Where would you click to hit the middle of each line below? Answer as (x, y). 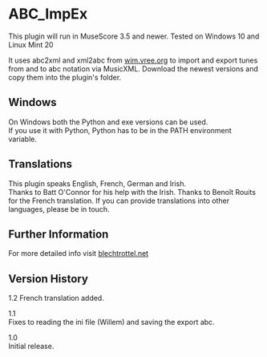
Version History (48, 279)
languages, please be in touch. (59, 209)
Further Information (59, 234)
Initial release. (31, 347)
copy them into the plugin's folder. (65, 77)
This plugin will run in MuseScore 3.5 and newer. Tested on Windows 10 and (134, 36)
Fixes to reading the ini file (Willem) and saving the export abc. (111, 323)
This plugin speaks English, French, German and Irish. (97, 183)
